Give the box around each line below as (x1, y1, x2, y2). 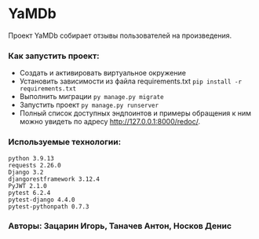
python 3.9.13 (8, 154, 55, 162)
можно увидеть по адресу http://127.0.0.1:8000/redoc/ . (19, 117, 201, 127)
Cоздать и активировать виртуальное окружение (19, 68, 187, 78)
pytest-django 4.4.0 (8, 196, 76, 204)
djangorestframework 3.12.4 (8, 175, 100, 183)
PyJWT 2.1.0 (8, 182, 47, 189)
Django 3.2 (8, 168, 44, 176)
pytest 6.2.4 (8, 189, 51, 197)
